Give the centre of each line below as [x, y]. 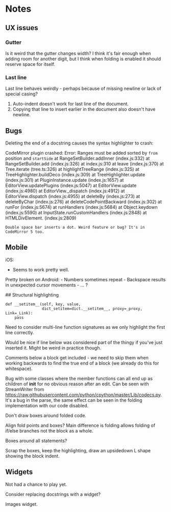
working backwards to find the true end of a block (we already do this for [82, 363]
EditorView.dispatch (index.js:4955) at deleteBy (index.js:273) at [73, 196]
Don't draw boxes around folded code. [46, 415]
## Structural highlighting [32, 295]
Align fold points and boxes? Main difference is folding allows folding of [80, 425]
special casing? [22, 94]
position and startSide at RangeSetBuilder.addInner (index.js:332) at [78, 158]
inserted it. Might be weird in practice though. [53, 348]
